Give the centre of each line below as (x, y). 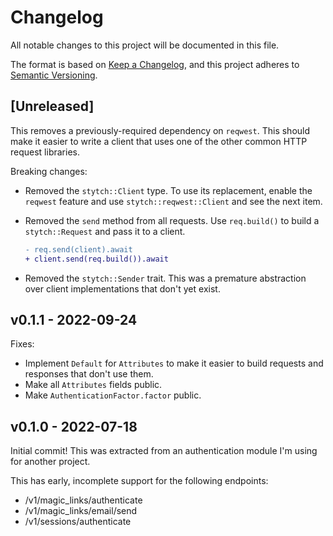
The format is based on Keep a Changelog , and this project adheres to (155, 64)
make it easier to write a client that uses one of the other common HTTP (159, 141)
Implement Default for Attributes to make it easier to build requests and (174, 363)
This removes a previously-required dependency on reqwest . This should (160, 130)
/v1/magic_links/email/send (81, 511)
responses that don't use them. (89, 374)
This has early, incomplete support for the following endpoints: (139, 481)
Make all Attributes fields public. (93, 385)
